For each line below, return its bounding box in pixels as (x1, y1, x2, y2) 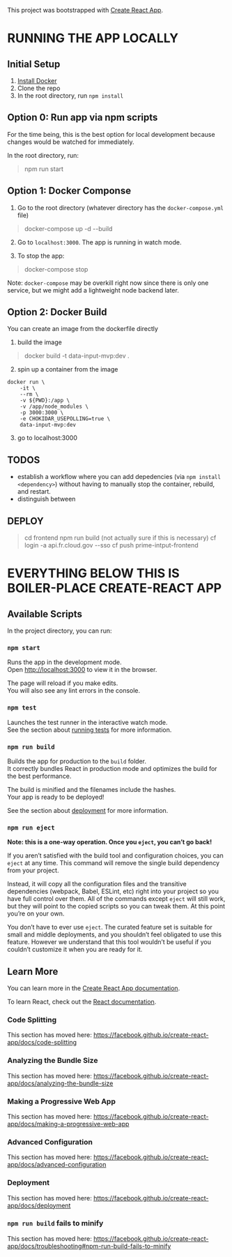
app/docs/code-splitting (7, 1038, 77, 1047)
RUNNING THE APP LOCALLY (7, 31, 179, 46)
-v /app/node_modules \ (20, 403, 89, 411)
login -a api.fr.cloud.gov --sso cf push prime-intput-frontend (24, 541, 199, 550)
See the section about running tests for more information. (7, 726, 172, 734)
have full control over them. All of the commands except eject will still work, (7, 895, 226, 903)
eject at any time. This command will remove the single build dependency (7, 859, 220, 867)
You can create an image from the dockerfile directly (7, 325, 159, 333)
